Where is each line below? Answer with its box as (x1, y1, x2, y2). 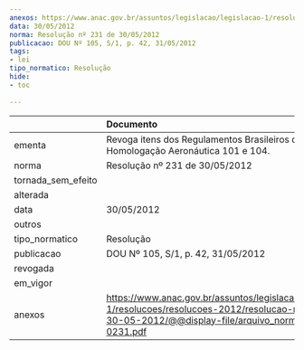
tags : (9, 47, 30, 56)
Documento (106, 118, 158, 130)
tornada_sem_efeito (14, 174, 98, 186)
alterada (14, 188, 50, 201)
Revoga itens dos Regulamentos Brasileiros (106, 133, 290, 146)
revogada (14, 261, 54, 274)
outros (14, 218, 43, 231)
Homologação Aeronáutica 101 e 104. (106, 144, 271, 156)
